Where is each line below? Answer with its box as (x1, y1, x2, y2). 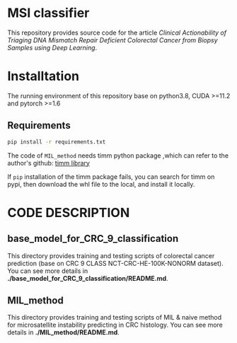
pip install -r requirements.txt (7, 138, 106, 146)
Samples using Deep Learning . (7, 43, 98, 52)
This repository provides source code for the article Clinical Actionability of (7, 28, 227, 37)
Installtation (7, 69, 80, 84)
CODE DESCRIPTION (7, 204, 130, 221)
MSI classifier (7, 5, 90, 21)
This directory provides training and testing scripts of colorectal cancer (7, 251, 215, 260)
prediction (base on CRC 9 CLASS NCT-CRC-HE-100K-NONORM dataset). (7, 259, 224, 267)
